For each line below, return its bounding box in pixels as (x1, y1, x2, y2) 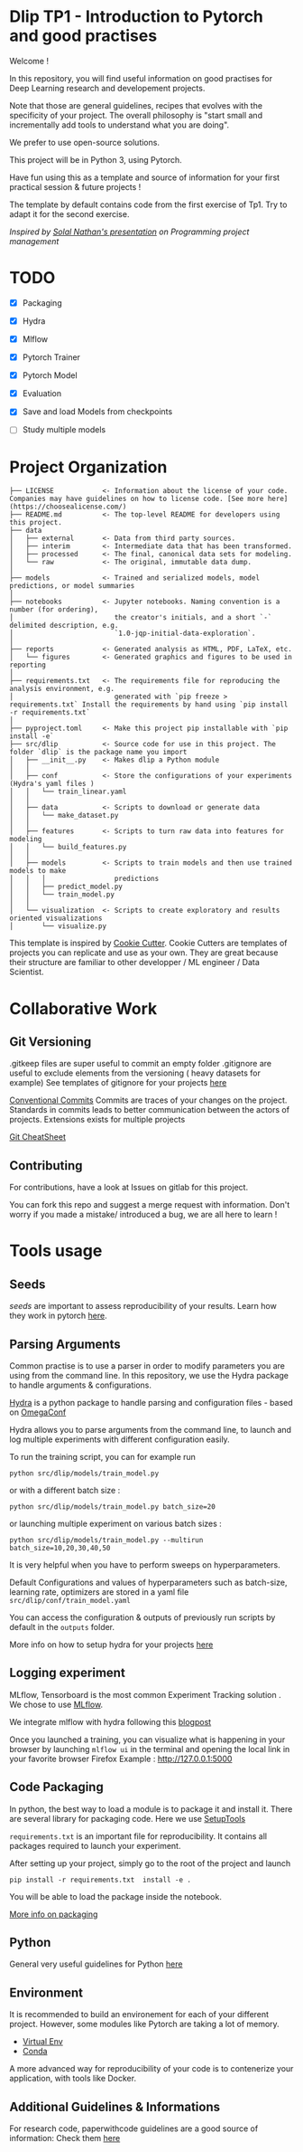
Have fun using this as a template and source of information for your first (9, 172, 280, 183)
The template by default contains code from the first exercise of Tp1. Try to (9, 199, 288, 210)
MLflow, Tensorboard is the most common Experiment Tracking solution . (9, 1689, 281, 1700)
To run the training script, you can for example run (9, 1451, 197, 1462)
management (9, 235, 60, 246)
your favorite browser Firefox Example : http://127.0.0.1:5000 (9, 1753, 233, 1764)
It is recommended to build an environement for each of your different (9, 2009, 269, 2020)
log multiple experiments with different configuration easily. (9, 1434, 230, 1445)
